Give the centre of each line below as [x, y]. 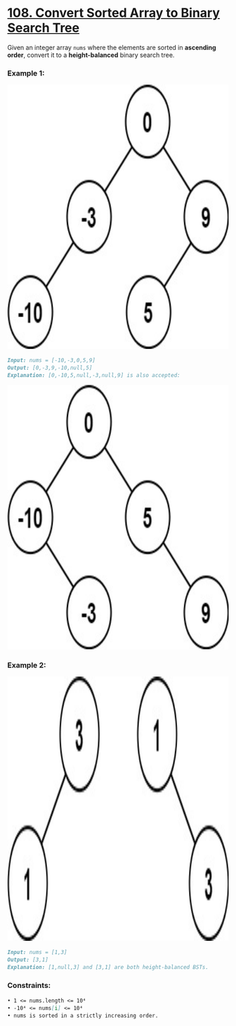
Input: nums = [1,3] [38, 953]
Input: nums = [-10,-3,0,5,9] [52, 361]
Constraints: [29, 985]
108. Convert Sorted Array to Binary [113, 13]
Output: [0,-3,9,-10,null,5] [50, 368]
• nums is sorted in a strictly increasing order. [83, 1015]
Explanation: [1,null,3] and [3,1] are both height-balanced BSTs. [108, 967]
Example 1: [26, 73]
